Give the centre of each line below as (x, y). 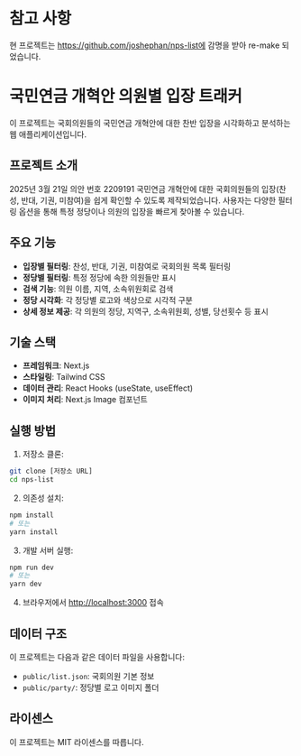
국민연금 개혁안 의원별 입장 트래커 (126, 97)
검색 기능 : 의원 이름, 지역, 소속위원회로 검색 (98, 289)
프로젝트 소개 (44, 166)
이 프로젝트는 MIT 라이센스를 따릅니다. (77, 742)
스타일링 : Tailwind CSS (64, 377)
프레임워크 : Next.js (56, 365)
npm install (32, 515)
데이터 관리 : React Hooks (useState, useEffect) (108, 388)
